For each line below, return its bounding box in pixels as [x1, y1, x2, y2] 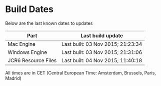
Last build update [80, 32, 123, 39]
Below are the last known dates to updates [5, 20, 93, 26]
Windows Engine [7, 49, 47, 56]
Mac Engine [7, 40, 36, 47]
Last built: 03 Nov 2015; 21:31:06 [61, 49, 142, 56]
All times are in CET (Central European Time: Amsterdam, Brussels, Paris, [5, 69, 156, 76]
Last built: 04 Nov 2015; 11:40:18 [61, 57, 142, 64]
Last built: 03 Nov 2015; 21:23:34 [61, 40, 142, 47]
